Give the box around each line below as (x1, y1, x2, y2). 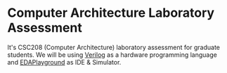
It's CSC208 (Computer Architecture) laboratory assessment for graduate (7, 43, 220, 51)
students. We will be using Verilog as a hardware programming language (7, 51, 218, 59)
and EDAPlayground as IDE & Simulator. (7, 58, 122, 66)
